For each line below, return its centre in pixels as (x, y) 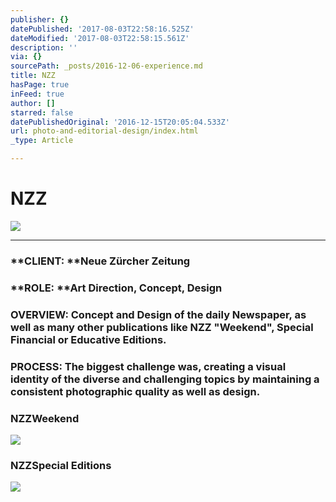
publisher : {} (40, 19)
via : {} (26, 57)
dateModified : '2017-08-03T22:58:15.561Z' (100, 38)
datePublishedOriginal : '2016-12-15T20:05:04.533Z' (120, 122)
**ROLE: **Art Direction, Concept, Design (116, 288)
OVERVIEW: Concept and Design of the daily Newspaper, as (158, 314)
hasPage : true (40, 85)
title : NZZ (33, 76)
